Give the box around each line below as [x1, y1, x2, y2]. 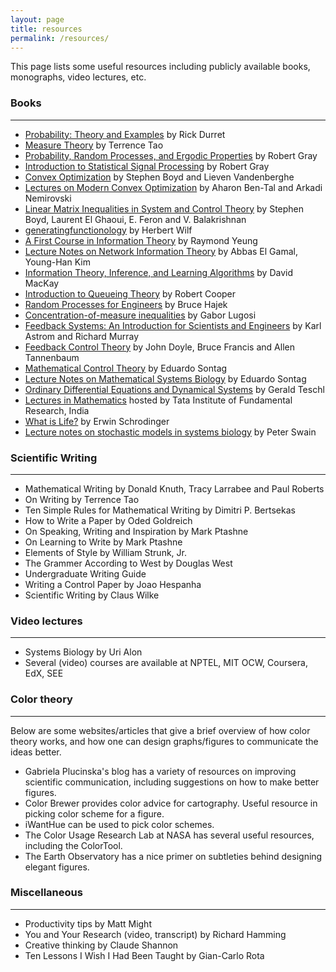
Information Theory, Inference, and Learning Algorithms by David [24, 266, 293, 278]
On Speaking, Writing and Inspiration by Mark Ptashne [24, 525, 249, 537]
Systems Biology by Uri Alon [24, 646, 143, 658]
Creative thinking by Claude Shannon [24, 939, 179, 951]
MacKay [24, 277, 60, 289]
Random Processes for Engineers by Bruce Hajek [24, 298, 228, 310]
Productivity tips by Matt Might [24, 917, 152, 930]
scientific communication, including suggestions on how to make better [24, 776, 320, 788]
